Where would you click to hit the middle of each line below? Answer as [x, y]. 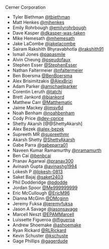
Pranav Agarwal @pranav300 [43, 161]
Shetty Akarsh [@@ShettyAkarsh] [47, 123]
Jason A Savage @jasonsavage [45, 209]
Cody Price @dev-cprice [38, 118]
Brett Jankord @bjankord [38, 97]
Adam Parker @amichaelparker [45, 86]
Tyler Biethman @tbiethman [41, 17]
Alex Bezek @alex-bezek [38, 129]
